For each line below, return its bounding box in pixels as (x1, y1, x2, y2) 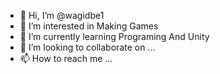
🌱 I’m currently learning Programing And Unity (19, 31, 210, 42)
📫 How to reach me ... (19, 53, 113, 64)
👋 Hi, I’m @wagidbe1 (19, 10, 105, 21)
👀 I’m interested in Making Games (19, 20, 159, 32)
